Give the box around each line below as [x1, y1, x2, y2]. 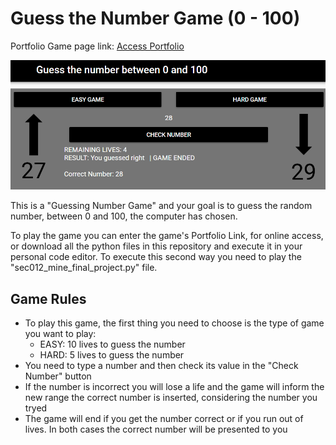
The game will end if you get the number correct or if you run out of [24, 413, 304, 425]
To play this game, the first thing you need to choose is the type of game [24, 317, 325, 329]
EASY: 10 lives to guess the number [39, 338, 186, 351]
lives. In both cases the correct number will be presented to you [24, 423, 288, 436]
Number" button [24, 370, 92, 382]
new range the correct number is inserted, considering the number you [24, 392, 318, 404]
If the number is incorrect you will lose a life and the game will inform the [24, 381, 325, 393]
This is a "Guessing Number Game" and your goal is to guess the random [10, 200, 313, 212]
